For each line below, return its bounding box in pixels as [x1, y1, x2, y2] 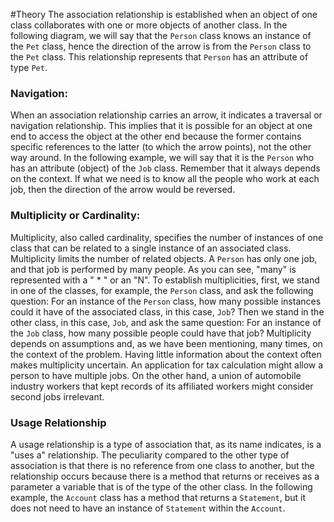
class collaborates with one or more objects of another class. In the [10, 19, 288, 31]
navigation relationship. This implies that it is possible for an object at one [10, 120, 313, 132]
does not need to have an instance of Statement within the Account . [10, 502, 286, 514]
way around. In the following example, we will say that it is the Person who [10, 152, 315, 164]
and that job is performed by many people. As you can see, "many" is [10, 263, 297, 275]
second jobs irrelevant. [10, 390, 105, 403]
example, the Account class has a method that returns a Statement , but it [10, 491, 307, 503]
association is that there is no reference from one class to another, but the [10, 459, 315, 471]
